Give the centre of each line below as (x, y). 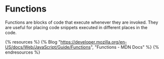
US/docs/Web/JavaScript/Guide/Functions (48, 47)
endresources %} (23, 52)
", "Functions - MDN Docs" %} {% (125, 47)
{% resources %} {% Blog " (33, 42)
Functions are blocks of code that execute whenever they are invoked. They (82, 22)
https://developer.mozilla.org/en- (94, 42)
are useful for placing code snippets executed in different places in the (76, 27)
